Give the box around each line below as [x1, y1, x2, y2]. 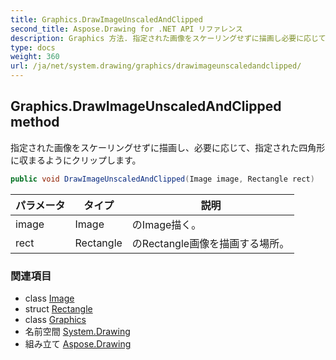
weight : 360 [10, 52, 60, 62]
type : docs [10, 42, 56, 53]
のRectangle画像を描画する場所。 [131, 236, 290, 250]
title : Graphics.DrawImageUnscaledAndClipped [10, 14, 203, 25]
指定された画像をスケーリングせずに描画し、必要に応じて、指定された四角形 [10, 141, 326, 153]
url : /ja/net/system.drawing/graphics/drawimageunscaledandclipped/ [10, 61, 302, 71]
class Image [24, 292, 75, 304]
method [10, 114, 60, 131]
